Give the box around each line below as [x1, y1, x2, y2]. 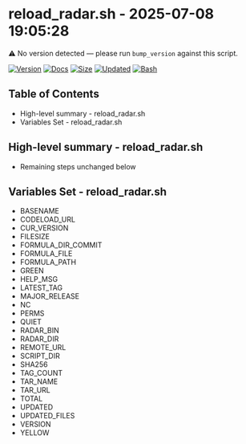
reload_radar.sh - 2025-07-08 [8, 5, 215, 23]
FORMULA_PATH [19, 258, 77, 267]
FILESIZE [19, 232, 50, 242]
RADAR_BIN [19, 326, 60, 336]
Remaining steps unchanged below [19, 161, 136, 171]
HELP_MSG [19, 275, 58, 284]
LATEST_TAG [19, 283, 63, 293]
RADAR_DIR [19, 334, 59, 344]
